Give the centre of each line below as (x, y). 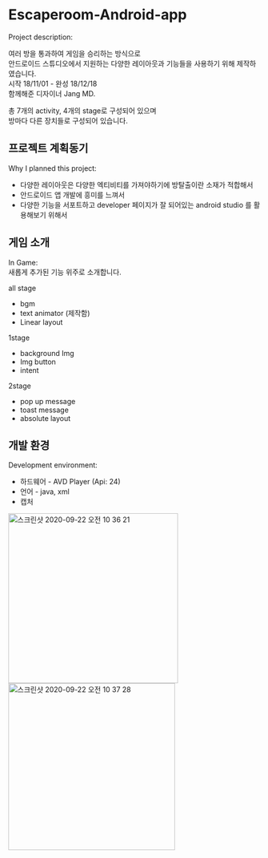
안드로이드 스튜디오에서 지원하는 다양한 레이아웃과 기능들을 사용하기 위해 (122, 63)
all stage (22, 288)
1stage (19, 338)
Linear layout (41, 322)
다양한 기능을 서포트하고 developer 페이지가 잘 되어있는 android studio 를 (136, 204)
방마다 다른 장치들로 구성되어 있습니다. (68, 120)
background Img (47, 353)
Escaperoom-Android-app (98, 15)
